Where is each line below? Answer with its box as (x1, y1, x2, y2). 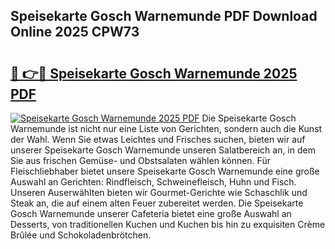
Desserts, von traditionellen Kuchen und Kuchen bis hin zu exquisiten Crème (10, 219, 326, 230)
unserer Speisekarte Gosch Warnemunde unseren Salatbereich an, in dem (10, 144, 316, 156)
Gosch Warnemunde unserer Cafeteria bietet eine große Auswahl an (10, 208, 292, 219)
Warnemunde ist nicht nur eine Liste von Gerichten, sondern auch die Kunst (10, 123, 323, 134)
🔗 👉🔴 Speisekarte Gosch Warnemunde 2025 (10, 65, 298, 82)
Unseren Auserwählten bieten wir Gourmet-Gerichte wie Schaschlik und (10, 187, 308, 198)
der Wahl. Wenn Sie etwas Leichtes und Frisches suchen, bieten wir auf (10, 134, 306, 145)
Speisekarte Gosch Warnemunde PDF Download (10, 8, 318, 25)
